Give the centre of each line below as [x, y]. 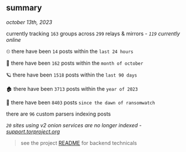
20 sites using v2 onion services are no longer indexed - [74, 125]
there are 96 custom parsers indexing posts [59, 114]
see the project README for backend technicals [79, 143]
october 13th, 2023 [29, 22]
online [14, 39]
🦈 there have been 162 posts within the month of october [75, 63]
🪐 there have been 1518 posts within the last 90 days [72, 75]
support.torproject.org [33, 131]
